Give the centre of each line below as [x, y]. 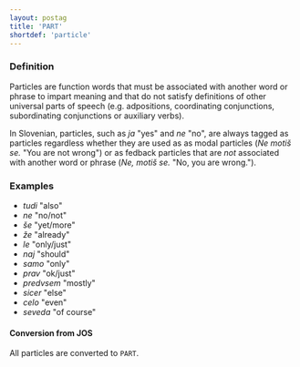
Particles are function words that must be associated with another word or [149, 87]
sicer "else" [44, 292]
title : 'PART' [36, 26]
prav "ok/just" [49, 273]
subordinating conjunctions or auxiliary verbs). [97, 116]
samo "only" [46, 263]
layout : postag [38, 18]
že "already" [46, 234]
